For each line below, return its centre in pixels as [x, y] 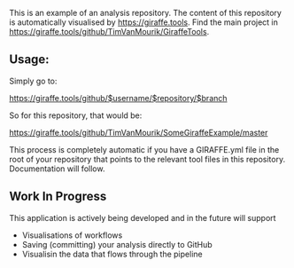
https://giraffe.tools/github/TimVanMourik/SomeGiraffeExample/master [139, 132]
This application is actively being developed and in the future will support [143, 217]
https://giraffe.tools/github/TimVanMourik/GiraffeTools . [109, 32]
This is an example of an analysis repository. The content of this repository [145, 13]
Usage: [30, 60]
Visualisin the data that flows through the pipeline [112, 254]
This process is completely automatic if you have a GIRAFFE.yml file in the [144, 149]
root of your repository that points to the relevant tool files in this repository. [147, 159]
